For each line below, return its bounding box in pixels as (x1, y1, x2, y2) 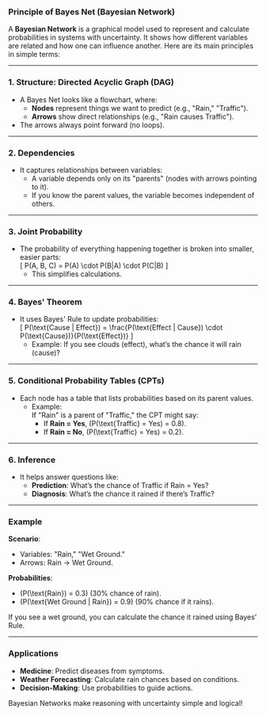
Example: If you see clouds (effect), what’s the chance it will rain (31, 340, 241, 349)
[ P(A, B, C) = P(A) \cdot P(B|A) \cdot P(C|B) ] (19, 261, 169, 271)
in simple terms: (8, 50, 61, 59)
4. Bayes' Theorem (8, 296, 82, 307)
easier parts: (19, 253, 62, 262)
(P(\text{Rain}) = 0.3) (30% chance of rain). (19, 588, 162, 598)
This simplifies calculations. (31, 269, 123, 279)
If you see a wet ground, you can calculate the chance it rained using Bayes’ (8, 612, 257, 622)
